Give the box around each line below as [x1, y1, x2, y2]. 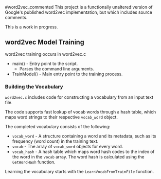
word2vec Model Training [5, 38, 84, 46]
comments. [5, 15, 28, 20]
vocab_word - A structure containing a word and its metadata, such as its [12, 133, 157, 139]
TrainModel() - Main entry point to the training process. [12, 71, 123, 77]
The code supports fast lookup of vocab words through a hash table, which [5, 109, 156, 115]
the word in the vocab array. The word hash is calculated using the [12, 154, 144, 160]
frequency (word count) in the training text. [12, 138, 99, 144]
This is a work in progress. [5, 24, 58, 30]
